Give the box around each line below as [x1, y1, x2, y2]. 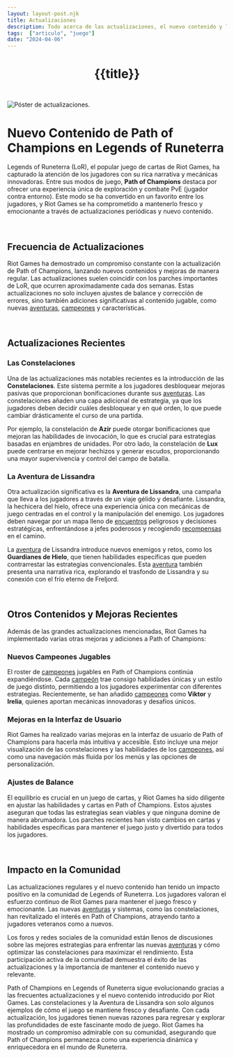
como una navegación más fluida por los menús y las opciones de [7, 753, 197, 761]
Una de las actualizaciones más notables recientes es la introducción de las [7, 374, 224, 382]
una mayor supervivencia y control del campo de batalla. [7, 454, 171, 462]
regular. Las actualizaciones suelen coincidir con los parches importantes [7, 274, 218, 283]
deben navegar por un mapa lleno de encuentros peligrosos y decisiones [7, 517, 217, 526]
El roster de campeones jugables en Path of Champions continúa [7, 668, 194, 676]
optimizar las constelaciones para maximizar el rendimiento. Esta [7, 948, 194, 956]
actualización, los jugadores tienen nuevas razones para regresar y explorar [7, 1013, 225, 1021]
